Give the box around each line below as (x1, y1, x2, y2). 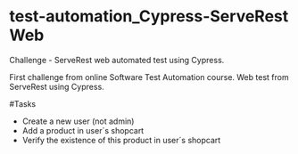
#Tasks (9, 98, 37, 109)
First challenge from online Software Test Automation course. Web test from (9, 71, 289, 82)
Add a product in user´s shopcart (21, 125, 145, 135)
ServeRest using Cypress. (9, 81, 104, 92)
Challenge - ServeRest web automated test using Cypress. (9, 54, 225, 65)
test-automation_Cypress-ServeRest (9, 6, 289, 27)
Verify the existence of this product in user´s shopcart (21, 134, 221, 145)
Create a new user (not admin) (21, 116, 135, 126)
